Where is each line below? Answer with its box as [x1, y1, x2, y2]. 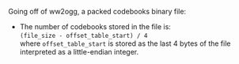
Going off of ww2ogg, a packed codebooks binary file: [8, 7, 187, 16]
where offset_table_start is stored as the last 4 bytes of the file [19, 39, 231, 48]
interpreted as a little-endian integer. [19, 47, 139, 56]
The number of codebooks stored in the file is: [19, 22, 172, 31]
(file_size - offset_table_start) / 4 [19, 32, 148, 40]
